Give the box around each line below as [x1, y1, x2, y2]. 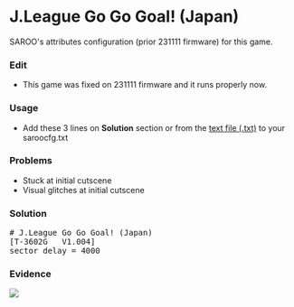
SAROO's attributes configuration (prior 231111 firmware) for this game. [9, 36, 273, 47]
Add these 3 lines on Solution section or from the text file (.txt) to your [22, 122, 286, 133]
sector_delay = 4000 [9, 246, 101, 256]
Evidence [9, 268, 52, 281]
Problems [9, 154, 52, 167]
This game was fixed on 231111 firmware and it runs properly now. [22, 79, 268, 90]
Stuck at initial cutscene [22, 174, 112, 186]
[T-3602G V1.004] [9, 237, 96, 247]
